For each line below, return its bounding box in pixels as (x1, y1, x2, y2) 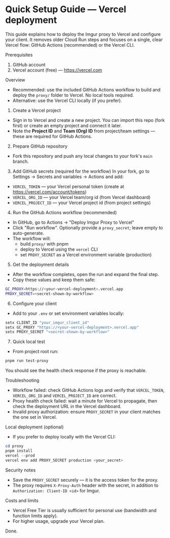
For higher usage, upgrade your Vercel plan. (12, 518, 105, 524)
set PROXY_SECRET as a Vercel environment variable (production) (20, 251, 152, 257)
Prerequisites (5, 52, 33, 58)
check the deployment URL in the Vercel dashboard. (12, 403, 121, 410)
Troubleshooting (5, 377, 39, 384)
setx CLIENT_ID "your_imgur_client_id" (5, 320, 90, 325)
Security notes (5, 467, 36, 473)
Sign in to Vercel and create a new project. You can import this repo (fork (12, 117, 165, 123)
